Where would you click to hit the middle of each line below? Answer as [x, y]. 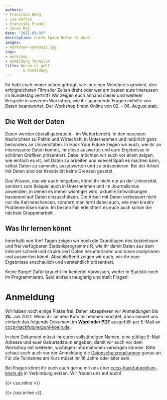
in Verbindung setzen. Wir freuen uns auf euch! [73, 373]
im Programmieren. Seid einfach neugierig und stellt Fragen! [67, 277]
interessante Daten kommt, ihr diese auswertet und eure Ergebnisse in [77, 150]
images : [13, 43]
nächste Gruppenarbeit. [30, 213]
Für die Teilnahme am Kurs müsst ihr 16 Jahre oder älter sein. [68, 358]
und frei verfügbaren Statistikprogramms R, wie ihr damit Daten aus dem [80, 246]
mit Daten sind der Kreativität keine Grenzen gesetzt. [59, 171]
